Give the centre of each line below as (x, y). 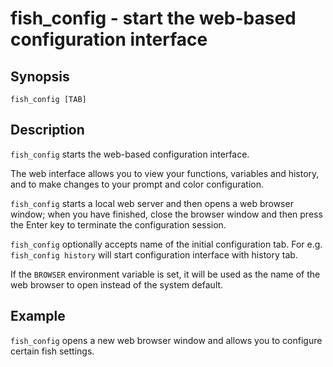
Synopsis (40, 76)
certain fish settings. (52, 351)
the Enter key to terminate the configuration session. (118, 224)
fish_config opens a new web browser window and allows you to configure (166, 340)
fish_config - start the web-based (153, 18)
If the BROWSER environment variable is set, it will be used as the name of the (165, 274)
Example (38, 316)
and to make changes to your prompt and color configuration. (137, 184)
